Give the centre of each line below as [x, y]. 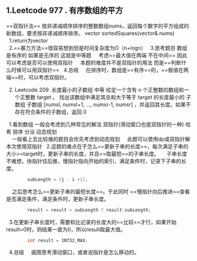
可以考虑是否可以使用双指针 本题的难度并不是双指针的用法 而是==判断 [94, 62]
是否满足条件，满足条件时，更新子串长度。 [58, 199]
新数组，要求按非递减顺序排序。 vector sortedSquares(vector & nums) [90, 33]
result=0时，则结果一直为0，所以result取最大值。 [66, 229]
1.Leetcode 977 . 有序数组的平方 [65, 11]
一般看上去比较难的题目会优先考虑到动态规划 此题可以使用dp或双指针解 [101, 139]
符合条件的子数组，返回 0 [56, 112]
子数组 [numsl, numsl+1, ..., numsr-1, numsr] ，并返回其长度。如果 [106, 104]
